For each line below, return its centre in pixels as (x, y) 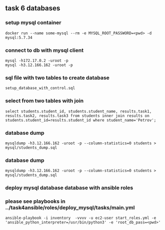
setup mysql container (33, 23)
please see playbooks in (35, 201)
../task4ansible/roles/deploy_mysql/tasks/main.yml (70, 208)
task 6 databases (33, 8)
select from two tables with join (45, 101)
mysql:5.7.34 (19, 37)
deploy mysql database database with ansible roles (69, 188)
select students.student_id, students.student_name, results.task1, (78, 111)
